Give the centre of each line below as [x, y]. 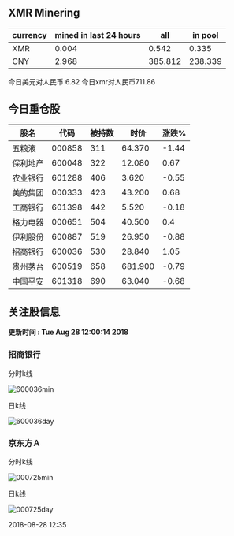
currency [30, 35]
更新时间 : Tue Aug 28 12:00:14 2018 [68, 332]
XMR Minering [44, 13]
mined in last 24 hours [98, 35]
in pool [206, 35]
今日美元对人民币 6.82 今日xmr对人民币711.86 [82, 81]
